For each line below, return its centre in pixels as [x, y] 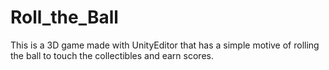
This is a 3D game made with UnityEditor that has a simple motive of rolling [165, 45]
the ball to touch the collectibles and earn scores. [112, 55]
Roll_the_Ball [64, 17]
